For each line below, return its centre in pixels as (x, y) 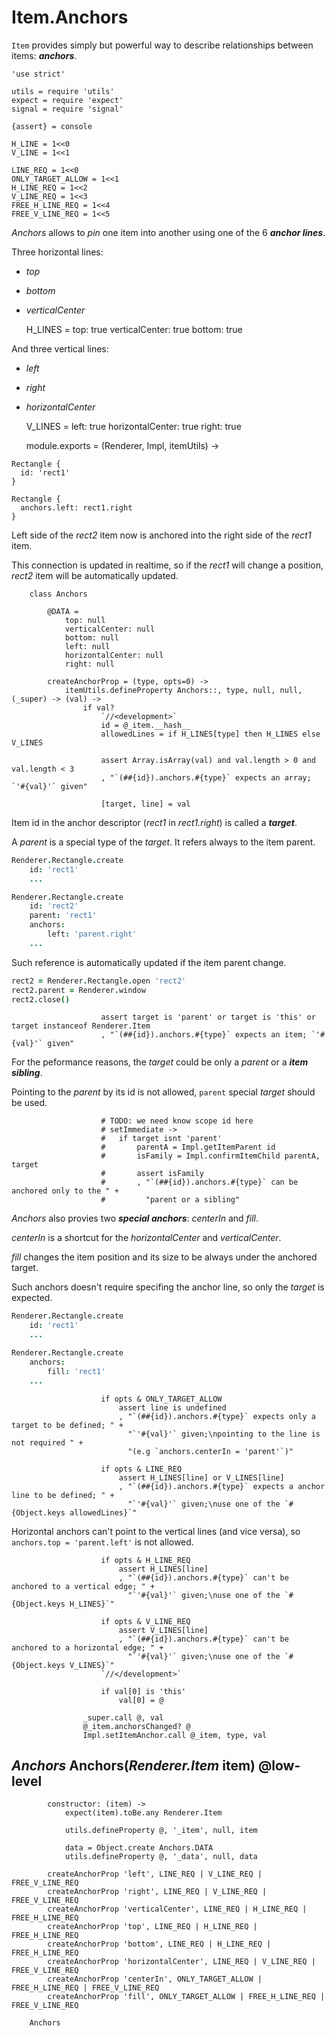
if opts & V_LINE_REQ (145, 1621)
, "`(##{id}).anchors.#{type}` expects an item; (204, 1035)
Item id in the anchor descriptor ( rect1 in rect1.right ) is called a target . (154, 822)
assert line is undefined (172, 1407)
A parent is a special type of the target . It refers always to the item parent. (163, 842)
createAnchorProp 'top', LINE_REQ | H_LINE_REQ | (152, 1927)
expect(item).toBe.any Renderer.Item (143, 1813)
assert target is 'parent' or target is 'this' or (208, 1017)
